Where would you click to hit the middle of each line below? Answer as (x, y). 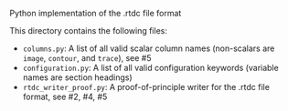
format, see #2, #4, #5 (65, 96)
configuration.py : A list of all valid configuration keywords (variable (150, 68)
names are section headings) (77, 77)
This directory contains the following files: (88, 30)
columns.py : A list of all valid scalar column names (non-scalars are (149, 48)
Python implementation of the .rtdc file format (96, 13)
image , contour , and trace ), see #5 (87, 58)
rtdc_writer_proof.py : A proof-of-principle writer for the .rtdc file (146, 87)
